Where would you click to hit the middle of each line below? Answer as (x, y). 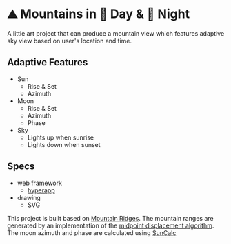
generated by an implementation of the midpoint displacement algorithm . (111, 225)
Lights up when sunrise (61, 137)
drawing (29, 197)
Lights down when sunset (64, 144)
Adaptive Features (48, 62)
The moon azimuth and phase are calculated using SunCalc (92, 232)
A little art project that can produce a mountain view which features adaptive (116, 33)
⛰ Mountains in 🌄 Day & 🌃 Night (99, 14)
